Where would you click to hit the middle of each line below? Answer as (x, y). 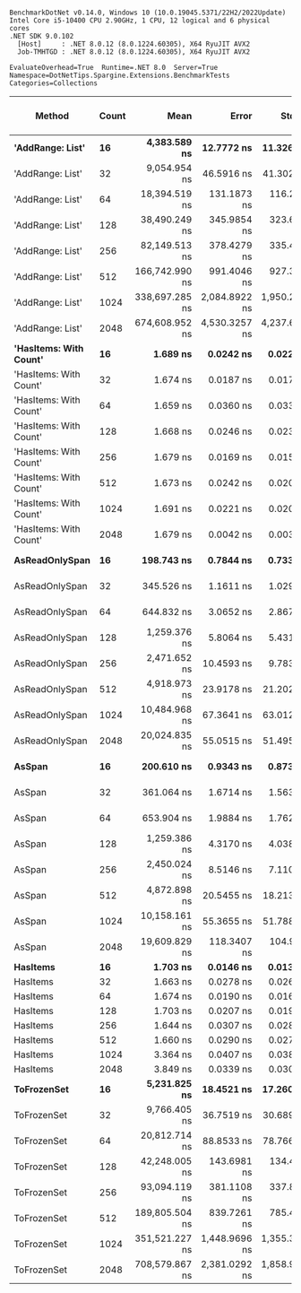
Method (52, 116)
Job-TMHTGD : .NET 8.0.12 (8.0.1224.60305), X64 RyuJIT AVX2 (134, 52)
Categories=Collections (54, 83)
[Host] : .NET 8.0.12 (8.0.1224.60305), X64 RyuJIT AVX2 (134, 44)
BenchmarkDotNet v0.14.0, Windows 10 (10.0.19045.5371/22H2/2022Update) (148, 13)
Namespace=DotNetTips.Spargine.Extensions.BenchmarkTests (120, 75)
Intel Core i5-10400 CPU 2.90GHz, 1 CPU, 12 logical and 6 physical (140, 21)
